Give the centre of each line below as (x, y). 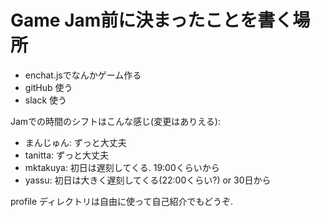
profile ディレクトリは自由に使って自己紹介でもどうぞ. (122, 201)
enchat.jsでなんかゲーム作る (83, 75)
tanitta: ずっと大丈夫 (67, 155)
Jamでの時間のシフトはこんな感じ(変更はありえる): (115, 121)
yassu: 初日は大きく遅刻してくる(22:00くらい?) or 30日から (148, 180)
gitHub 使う (48, 87)
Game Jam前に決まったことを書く (151, 20)
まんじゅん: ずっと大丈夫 (75, 142)
